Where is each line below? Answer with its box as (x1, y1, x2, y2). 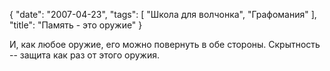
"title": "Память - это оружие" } (9, 19, 143, 31)
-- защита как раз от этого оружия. (9, 49, 161, 61)
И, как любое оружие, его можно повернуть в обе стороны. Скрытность (9, 39, 321, 50)
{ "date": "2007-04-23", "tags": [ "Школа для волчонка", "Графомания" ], (9, 9, 317, 20)
